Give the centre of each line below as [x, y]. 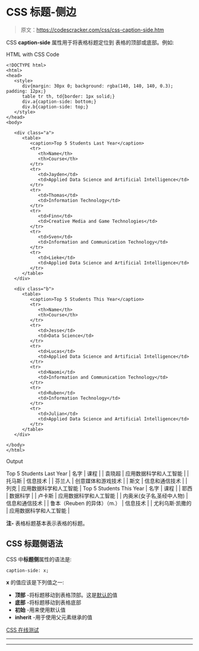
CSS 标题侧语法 [35, 544]
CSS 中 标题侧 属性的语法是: [39, 559]
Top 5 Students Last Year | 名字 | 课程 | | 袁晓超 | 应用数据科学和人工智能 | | [98, 473]
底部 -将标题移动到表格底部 [48, 602]
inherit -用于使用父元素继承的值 [54, 617]
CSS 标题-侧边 [41, 12]
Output [15, 461]
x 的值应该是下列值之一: [35, 582]
